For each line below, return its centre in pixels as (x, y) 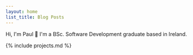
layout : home (22, 12)
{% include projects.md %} (39, 46)
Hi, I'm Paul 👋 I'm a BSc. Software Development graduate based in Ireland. (96, 34)
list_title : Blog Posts (35, 17)
